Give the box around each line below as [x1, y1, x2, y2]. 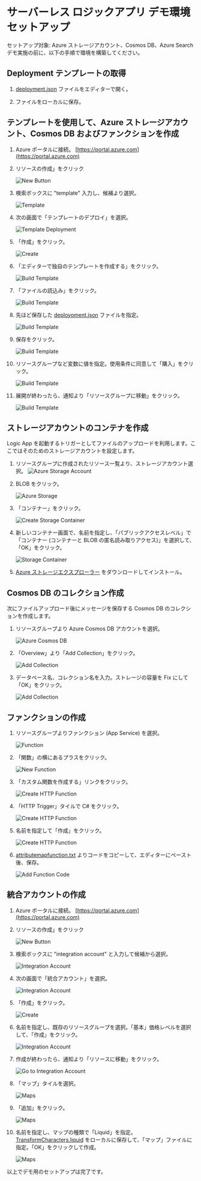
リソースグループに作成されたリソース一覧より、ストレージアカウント [15, 460, 188, 467]
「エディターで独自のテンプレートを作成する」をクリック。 [15, 262, 162, 270]
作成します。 [22, 612, 54, 620]
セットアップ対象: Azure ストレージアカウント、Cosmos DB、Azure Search [7, 41, 194, 49]
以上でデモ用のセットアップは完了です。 [7, 1168, 107, 1175]
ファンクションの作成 [7, 712, 86, 722]
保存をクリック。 [15, 336, 58, 343]
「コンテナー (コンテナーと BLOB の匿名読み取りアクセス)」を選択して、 [15, 537, 195, 544]
